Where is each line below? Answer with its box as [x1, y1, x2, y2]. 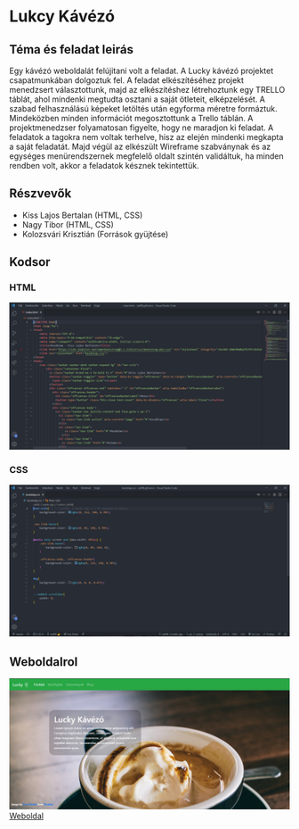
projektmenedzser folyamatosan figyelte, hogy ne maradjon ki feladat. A [9, 122, 274, 133]
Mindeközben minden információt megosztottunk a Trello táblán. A [9, 113, 254, 123]
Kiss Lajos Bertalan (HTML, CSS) [21, 210, 143, 220]
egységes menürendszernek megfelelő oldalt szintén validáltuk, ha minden [9, 151, 285, 162]
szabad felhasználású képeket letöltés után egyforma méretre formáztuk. [9, 104, 278, 113]
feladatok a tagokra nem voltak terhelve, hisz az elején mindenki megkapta [9, 132, 284, 142]
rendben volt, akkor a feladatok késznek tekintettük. [9, 161, 199, 170]
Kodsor [9, 254, 51, 269]
